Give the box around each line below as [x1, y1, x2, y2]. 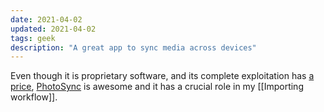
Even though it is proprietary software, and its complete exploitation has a [10, 70, 315, 82]
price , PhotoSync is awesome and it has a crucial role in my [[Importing [10, 81, 304, 93]
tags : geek [10, 33, 56, 43]
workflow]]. [10, 91, 58, 103]
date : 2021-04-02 [10, 14, 83, 25]
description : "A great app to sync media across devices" [10, 42, 257, 53]
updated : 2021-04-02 [10, 24, 97, 34]
